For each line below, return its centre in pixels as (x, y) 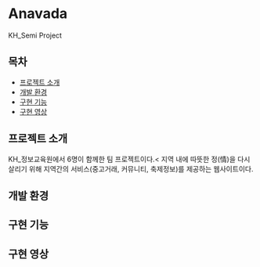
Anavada (38, 14)
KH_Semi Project (35, 35)
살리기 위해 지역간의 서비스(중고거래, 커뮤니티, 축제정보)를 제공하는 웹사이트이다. (131, 168)
